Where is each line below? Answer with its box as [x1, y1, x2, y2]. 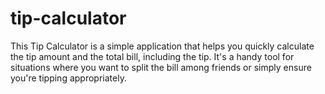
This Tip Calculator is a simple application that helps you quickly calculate [10, 40, 315, 52]
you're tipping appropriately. [10, 72, 127, 84]
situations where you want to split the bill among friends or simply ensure [10, 61, 312, 73]
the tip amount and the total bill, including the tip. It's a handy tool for [10, 50, 295, 62]
